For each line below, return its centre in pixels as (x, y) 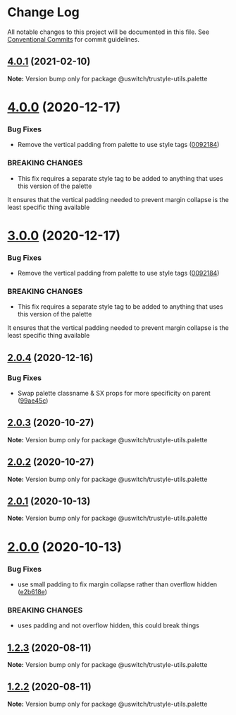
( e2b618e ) (32, 591)
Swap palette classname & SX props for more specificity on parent (114, 393)
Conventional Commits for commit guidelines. (73, 39)
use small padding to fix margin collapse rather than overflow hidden (117, 584)
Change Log (43, 12)
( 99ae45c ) (33, 401)
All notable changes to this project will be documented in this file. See (108, 32)
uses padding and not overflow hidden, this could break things (108, 625)
